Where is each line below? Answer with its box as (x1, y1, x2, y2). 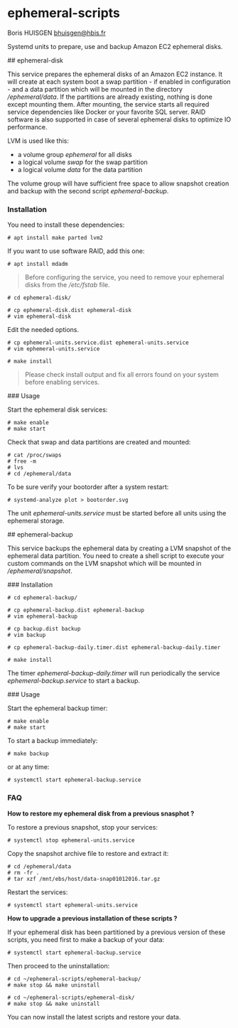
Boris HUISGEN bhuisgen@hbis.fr (7, 28, 107, 37)
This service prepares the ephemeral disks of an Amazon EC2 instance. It (7, 70, 222, 78)
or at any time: (7, 763, 50, 771)
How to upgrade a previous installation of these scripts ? (7, 914, 178, 922)
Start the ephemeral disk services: (7, 405, 108, 414)
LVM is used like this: (7, 136, 70, 145)
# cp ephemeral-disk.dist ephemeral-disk (7, 307, 132, 314)
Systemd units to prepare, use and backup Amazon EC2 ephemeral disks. (7, 42, 223, 50)
